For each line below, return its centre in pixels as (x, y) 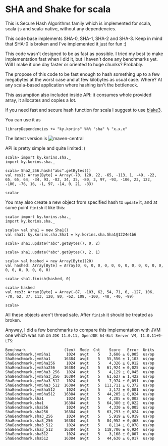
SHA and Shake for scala (58, 9)
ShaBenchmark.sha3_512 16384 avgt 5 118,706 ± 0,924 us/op (80, 429)
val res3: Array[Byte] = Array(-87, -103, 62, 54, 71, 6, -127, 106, (80, 292)
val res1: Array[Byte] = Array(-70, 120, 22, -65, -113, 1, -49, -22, (81, 175)
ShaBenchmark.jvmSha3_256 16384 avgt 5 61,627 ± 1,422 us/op (80, 376)
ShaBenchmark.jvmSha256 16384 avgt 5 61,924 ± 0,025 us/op (80, 368)
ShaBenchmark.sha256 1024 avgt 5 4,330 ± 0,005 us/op (80, 407)
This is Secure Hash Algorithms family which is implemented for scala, (78, 23)
